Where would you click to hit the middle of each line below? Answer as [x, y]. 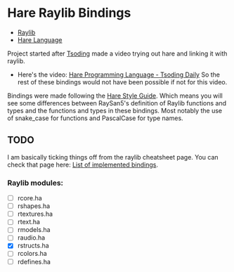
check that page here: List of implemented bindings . [83, 164]
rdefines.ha [34, 261]
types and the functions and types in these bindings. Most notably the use [115, 110]
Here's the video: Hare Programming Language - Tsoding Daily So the [118, 75]
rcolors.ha [32, 254]
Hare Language [40, 39]
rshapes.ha [34, 206]
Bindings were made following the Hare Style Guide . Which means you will [115, 96]
